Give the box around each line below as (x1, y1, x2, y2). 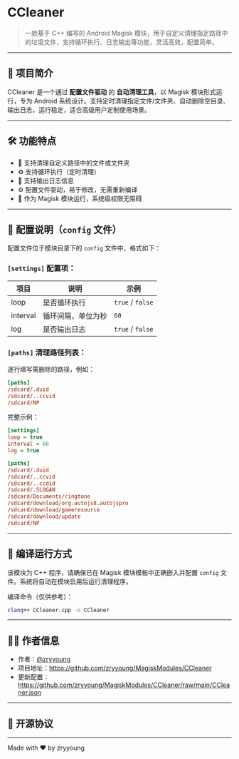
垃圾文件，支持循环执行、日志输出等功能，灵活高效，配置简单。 (31, 37, 218, 46)
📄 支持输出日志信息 (17, 176, 74, 185)
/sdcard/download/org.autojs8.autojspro (7, 500, 129, 507)
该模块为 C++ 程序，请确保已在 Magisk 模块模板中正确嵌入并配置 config (7, 568, 219, 576)
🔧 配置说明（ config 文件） (7, 223, 122, 235)
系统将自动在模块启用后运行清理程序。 (19, 577, 132, 586)
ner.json (17, 688, 42, 697)
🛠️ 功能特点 (7, 135, 57, 147)
